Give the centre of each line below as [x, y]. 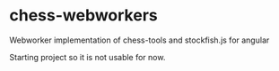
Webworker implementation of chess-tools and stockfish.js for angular [139, 40]
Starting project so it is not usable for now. [87, 57]
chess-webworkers [84, 16]
